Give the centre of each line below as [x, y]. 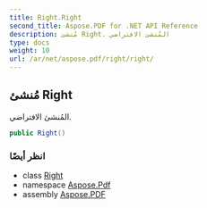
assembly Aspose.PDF [64, 194]
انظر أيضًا [27, 155]
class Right [43, 175]
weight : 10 [30, 51]
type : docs [30, 42]
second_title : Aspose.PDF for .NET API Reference [104, 26]
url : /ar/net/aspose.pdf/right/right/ [82, 59]
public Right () [38, 133]
